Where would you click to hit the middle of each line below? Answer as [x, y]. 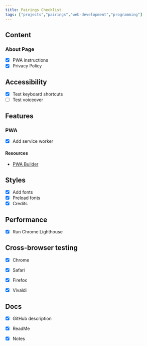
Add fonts [23, 192]
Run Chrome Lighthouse [37, 232]
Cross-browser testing [41, 248]
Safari [19, 270]
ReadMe [21, 329]
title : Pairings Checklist [33, 10]
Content [18, 35]
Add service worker [33, 141]
